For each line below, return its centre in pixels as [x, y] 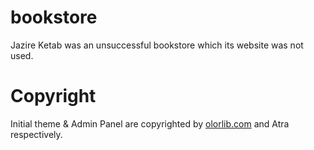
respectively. [36, 134]
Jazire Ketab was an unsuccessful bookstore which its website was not [157, 45]
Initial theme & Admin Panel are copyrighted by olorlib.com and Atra [150, 123]
